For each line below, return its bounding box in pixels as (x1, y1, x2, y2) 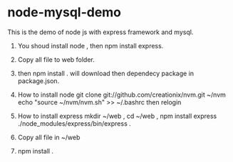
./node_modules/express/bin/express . (17, 119, 132, 128)
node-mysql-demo (7, 4, 122, 21)
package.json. (17, 76, 60, 85)
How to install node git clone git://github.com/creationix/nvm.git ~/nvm (17, 90, 227, 99)
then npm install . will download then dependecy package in (17, 69, 195, 77)
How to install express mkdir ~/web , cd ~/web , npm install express (17, 112, 217, 120)
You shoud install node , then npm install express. (17, 41, 164, 50)
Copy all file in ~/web (17, 133, 81, 141)
